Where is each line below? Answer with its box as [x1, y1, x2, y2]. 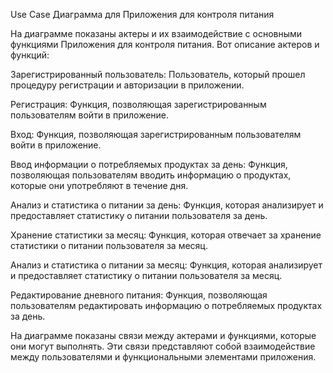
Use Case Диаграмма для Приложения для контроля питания [10, 9, 275, 20]
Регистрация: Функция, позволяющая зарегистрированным [10, 99, 267, 110]
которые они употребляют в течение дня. [10, 180, 189, 191]
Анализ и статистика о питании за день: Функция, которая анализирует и [10, 199, 324, 211]
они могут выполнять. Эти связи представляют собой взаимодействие [10, 340, 316, 352]
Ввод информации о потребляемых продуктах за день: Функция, [10, 159, 288, 170]
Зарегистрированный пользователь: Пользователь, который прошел [10, 69, 306, 80]
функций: [10, 49, 50, 61]
